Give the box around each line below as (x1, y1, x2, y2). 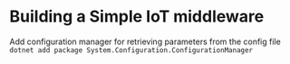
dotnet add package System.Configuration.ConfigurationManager (9, 45, 254, 55)
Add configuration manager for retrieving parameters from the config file (9, 36, 281, 47)
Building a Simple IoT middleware (9, 6, 265, 27)
